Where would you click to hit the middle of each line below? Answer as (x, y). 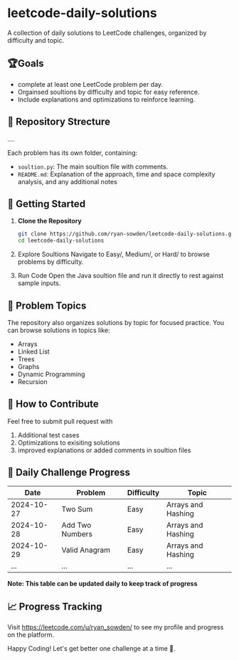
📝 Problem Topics (47, 305)
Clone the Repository (49, 221)
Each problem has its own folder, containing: (73, 153)
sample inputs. (39, 283)
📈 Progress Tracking (55, 606)
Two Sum (77, 509)
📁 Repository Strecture (59, 122)
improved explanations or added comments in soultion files (104, 450)
